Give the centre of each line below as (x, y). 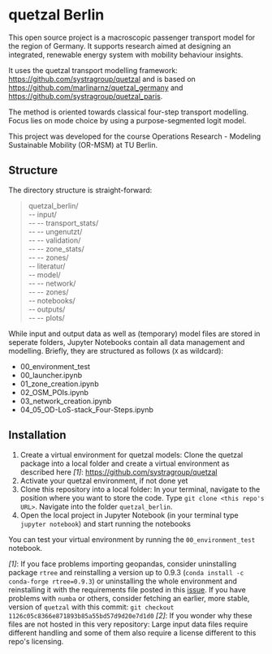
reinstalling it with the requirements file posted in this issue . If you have (127, 589)
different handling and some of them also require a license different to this (132, 632)
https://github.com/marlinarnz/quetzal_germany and (96, 88)
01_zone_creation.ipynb (59, 384)
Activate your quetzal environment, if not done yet (104, 480)
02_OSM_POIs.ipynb (54, 392)
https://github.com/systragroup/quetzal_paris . (86, 96)
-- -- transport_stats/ (63, 223)
